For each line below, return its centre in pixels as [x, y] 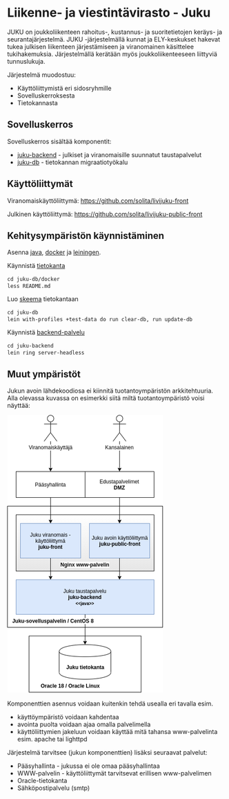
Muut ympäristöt [44, 374]
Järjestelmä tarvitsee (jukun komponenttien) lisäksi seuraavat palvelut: [108, 753]
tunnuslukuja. [26, 61]
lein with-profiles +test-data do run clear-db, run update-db [100, 320]
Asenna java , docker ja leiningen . [54, 252]
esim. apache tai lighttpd [52, 739]
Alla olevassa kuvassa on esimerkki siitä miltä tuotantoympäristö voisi [106, 398]
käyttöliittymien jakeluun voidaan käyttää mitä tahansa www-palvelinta [117, 732]
